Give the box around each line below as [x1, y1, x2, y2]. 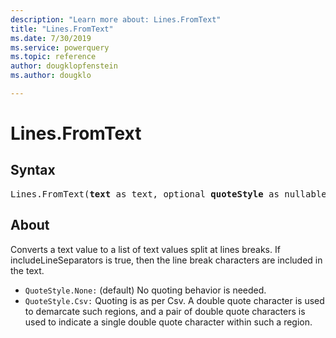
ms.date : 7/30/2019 [10, 33, 92, 43]
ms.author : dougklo [10, 71, 92, 81]
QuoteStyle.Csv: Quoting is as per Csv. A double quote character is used [24, 294, 325, 306]
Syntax [10, 162, 56, 179]
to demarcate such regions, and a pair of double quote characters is [24, 305, 306, 317]
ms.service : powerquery [10, 42, 110, 53]
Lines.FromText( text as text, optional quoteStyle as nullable [10, 188, 327, 200]
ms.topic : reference [10, 52, 97, 62]
